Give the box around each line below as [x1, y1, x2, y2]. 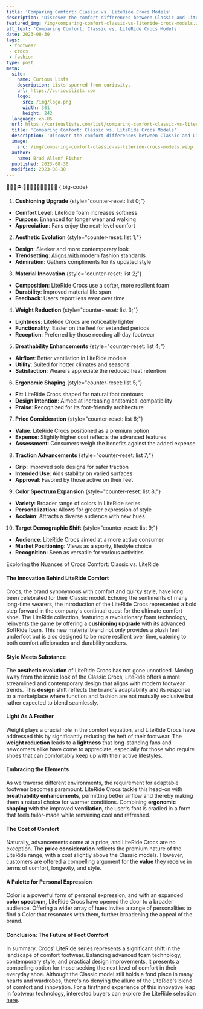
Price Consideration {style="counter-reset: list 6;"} [14, 415, 143, 422]
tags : [6, 37, 20, 43]
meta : [6, 65, 20, 71]
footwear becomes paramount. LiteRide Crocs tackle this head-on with [6, 785, 183, 793]
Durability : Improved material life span [14, 288, 111, 295]
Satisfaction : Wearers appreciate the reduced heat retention [14, 367, 166, 375]
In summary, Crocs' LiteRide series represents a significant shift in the [6, 945, 181, 952]
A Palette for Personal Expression [6, 878, 92, 886]
